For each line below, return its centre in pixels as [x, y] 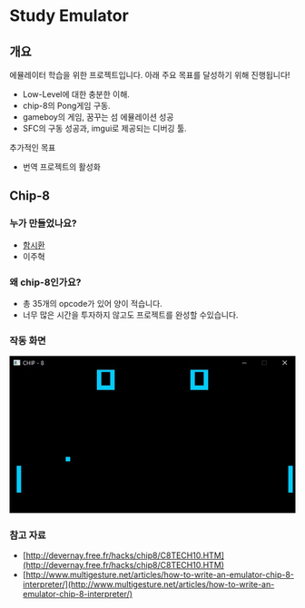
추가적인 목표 [33, 147]
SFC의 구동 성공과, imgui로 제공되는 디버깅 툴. [105, 128]
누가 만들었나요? [43, 223]
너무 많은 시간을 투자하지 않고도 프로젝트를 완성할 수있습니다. [130, 315]
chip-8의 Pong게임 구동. [66, 106]
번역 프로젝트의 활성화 [62, 167]
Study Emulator [69, 16]
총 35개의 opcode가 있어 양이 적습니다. [93, 303]
